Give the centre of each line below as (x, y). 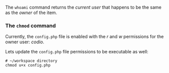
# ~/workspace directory (31, 61)
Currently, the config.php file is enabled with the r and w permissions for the (84, 37)
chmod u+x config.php (28, 65)
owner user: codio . (25, 42)
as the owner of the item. (31, 13)
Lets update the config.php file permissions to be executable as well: (77, 52)
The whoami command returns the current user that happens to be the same (83, 7)
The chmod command (31, 26)
